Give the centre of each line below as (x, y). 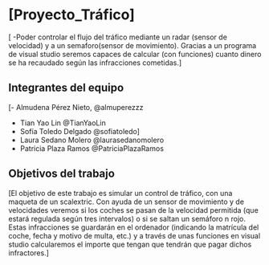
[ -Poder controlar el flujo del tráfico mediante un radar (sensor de (118, 37)
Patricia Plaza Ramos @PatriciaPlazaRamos (92, 148)
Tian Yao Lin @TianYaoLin (63, 123)
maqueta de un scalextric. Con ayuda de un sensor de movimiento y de (126, 202)
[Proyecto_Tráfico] (71, 15)
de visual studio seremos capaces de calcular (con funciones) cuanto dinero (135, 54)
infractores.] (29, 253)
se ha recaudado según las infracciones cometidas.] (95, 63)
